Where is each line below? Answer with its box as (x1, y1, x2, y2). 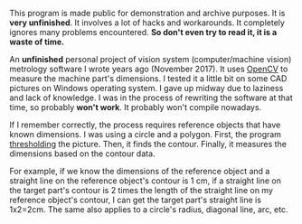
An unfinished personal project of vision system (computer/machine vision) (9, 54, 292, 64)
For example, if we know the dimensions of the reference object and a (9, 166, 270, 176)
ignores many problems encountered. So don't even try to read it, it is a (9, 27, 278, 37)
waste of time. (9, 36, 65, 47)
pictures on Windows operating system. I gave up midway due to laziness (9, 83, 284, 93)
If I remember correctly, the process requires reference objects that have (9, 119, 281, 130)
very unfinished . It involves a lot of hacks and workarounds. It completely (9, 17, 285, 28)
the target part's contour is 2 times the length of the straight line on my (9, 185, 274, 195)
